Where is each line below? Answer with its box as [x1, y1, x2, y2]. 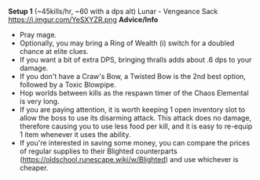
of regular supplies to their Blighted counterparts [19, 146, 178, 156]
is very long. [19, 97, 60, 106]
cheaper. [19, 164, 49, 172]
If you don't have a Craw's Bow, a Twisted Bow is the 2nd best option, [19, 72, 246, 81]
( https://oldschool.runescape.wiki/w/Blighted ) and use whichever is [19, 155, 239, 164]
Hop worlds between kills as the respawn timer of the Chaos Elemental [19, 88, 249, 97]
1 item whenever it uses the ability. [19, 130, 131, 139]
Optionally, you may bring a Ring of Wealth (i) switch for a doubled [19, 38, 235, 48]
